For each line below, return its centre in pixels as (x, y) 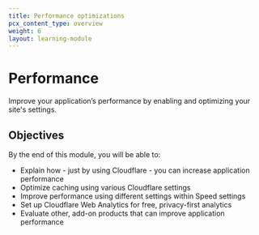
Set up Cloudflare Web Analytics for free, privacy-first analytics (126, 205)
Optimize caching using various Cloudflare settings (105, 188)
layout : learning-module (50, 38)
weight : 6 (25, 31)
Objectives (36, 135)
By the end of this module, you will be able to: (85, 154)
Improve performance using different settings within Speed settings (133, 196)
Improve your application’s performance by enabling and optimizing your (129, 101)
